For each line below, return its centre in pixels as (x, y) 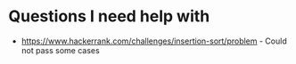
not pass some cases (60, 50)
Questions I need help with (109, 16)
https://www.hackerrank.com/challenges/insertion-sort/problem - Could (154, 41)
